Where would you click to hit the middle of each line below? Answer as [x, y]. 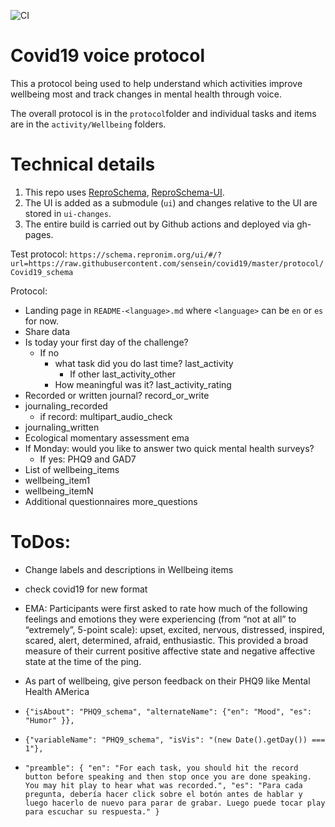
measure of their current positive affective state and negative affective [170, 651]
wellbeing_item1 [57, 480]
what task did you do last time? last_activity [144, 363]
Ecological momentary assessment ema [107, 437]
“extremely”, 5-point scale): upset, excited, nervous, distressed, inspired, [174, 629]
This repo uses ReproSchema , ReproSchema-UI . [124, 192]
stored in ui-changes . [68, 213]
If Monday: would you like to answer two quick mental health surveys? [169, 448]
